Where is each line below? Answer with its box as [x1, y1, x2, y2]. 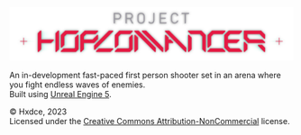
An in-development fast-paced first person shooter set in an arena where [9, 69, 281, 80]
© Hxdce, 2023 [9, 106, 68, 117]
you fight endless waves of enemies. [9, 79, 146, 90]
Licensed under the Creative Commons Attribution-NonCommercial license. [9, 115, 290, 126]
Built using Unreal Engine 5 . [9, 88, 113, 99]
